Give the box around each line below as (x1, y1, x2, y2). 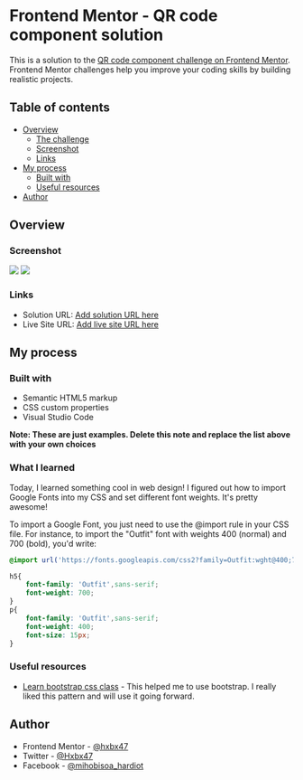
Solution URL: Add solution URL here (22, 309, 160, 320)
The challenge (35, 133, 90, 145)
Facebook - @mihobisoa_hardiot (22, 760, 144, 771)
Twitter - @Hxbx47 (22, 750, 94, 761)
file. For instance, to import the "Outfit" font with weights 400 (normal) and (9, 528, 287, 539)
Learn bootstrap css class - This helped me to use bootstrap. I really (22, 681, 277, 691)
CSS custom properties (22, 402, 110, 413)
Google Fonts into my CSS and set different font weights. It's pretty (9, 492, 259, 503)
